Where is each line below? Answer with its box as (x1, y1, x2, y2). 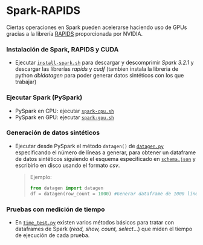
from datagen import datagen (30, 185, 104, 191)
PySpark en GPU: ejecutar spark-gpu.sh (14, 113, 115, 121)
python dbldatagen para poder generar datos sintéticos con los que (14, 72, 184, 79)
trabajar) (14, 78, 37, 85)
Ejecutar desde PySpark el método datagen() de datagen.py (14, 142, 164, 149)
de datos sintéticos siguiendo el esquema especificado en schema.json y (14, 155, 196, 162)
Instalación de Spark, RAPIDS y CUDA (6, 45, 119, 53)
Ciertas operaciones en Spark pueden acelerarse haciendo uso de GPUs (6, 24, 187, 31)
